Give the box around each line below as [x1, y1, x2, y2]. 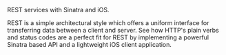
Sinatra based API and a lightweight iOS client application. [7, 41, 172, 48]
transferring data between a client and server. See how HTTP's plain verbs [7, 26, 219, 34]
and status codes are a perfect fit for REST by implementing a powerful [7, 33, 209, 41]
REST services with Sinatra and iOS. [7, 6, 110, 14]
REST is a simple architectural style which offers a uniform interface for [7, 19, 209, 26]
